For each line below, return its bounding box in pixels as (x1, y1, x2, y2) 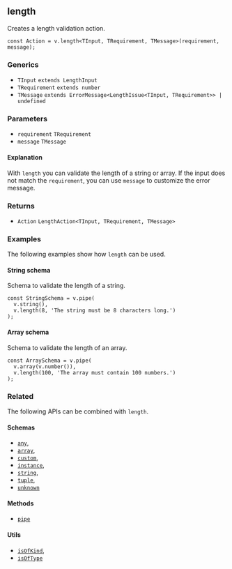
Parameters (7, 114, 47, 124)
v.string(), (13, 301, 49, 308)
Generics (7, 59, 39, 69)
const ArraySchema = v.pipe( (7, 357, 92, 364)
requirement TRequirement (17, 131, 92, 138)
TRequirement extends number (17, 84, 101, 91)
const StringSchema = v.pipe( (7, 295, 95, 302)
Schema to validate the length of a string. (7, 282, 125, 290)
